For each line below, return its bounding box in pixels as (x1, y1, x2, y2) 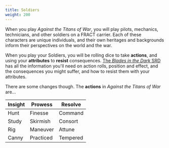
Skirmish (29, 118, 51, 125)
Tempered (59, 134, 83, 141)
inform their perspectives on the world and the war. (5, 42, 112, 48)
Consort (59, 118, 78, 125)
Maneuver (29, 126, 54, 133)
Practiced (29, 134, 53, 141)
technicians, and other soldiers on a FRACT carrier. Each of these (5, 31, 142, 38)
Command (59, 109, 83, 117)
